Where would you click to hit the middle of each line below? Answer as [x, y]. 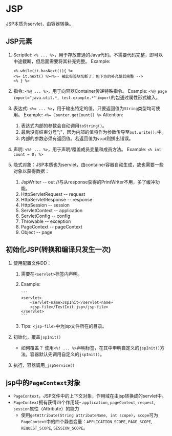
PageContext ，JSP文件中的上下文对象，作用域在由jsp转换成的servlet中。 [90, 396]
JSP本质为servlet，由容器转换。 [40, 24]
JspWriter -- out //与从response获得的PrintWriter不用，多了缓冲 [88, 182]
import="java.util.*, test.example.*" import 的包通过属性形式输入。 [87, 97]
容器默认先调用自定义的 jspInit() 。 [67, 354]
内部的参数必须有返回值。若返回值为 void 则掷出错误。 [77, 138]
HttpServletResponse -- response [57, 199]
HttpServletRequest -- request [53, 194]
